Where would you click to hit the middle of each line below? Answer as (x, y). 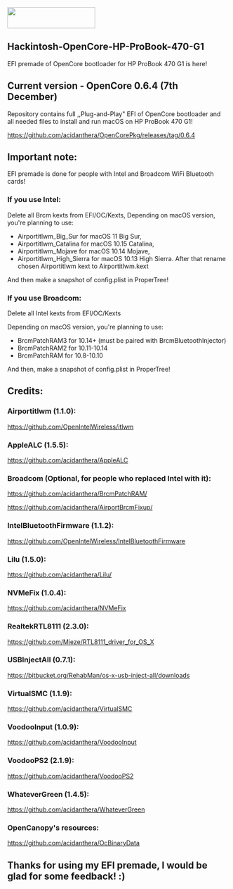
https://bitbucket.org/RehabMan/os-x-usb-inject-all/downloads (99, 675)
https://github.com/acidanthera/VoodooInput (72, 743)
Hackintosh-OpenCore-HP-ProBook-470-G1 (106, 47)
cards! (16, 182)
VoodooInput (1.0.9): (43, 727)
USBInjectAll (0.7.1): (41, 660)
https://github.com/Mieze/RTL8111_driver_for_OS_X (81, 642)
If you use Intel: (34, 200)
